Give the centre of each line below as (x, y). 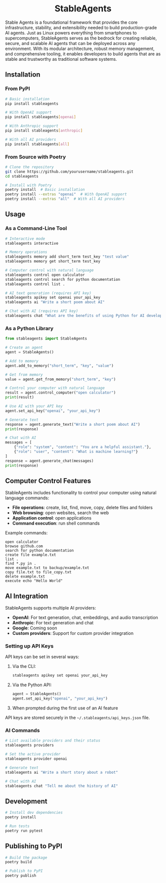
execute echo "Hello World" (34, 581)
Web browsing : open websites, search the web (61, 513)
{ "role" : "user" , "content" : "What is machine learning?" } (76, 452)
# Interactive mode (25, 239)
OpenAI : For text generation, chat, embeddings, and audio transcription (85, 618)
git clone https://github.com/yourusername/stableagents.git (69, 172)
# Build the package (26, 858)
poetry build (19, 862)
